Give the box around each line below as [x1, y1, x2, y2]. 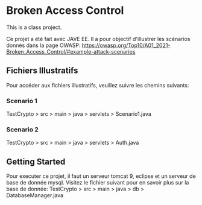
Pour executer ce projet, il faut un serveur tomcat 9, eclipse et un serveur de [6, 172, 196, 180]
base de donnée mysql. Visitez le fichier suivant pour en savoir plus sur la [6, 179, 189, 186]
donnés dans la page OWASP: [6, 42, 81, 49]
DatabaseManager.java [6, 192, 64, 199]
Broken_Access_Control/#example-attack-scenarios [6, 48, 136, 55]
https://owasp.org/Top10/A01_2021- [81, 42, 171, 49]
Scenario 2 [6, 125, 39, 133]
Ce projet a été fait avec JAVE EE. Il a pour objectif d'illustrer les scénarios [6, 35, 191, 42]
